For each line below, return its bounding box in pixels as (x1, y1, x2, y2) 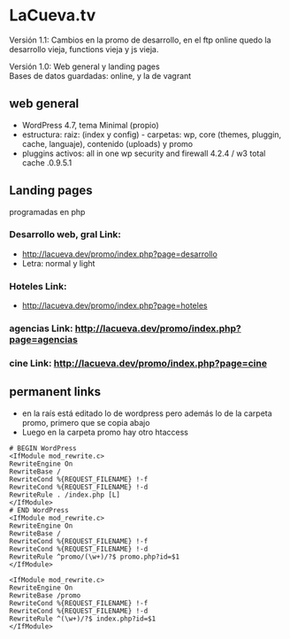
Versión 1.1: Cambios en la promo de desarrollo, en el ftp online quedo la (9, 35, 271, 45)
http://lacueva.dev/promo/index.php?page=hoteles (21, 300, 208, 311)
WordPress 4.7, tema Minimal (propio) (21, 119, 159, 130)
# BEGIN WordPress (9, 443, 77, 452)
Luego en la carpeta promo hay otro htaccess (21, 427, 188, 437)
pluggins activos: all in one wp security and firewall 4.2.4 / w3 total (21, 148, 266, 158)
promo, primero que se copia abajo (21, 417, 150, 427)
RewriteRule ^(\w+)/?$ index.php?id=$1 (9, 614, 156, 623)
